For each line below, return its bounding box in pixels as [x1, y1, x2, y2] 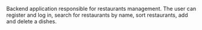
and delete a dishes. [6, 18, 57, 25]
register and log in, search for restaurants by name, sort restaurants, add [6, 11, 188, 19]
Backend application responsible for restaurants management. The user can [6, 5, 197, 12]
